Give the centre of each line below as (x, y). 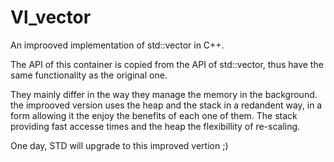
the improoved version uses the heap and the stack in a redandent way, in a (166, 105)
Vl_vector (51, 17)
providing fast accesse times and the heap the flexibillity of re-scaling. (155, 126)
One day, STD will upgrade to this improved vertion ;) (119, 145)
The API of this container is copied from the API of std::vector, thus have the (167, 64)
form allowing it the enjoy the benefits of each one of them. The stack (154, 115)
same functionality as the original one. (89, 75)
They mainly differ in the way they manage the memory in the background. (164, 94)
